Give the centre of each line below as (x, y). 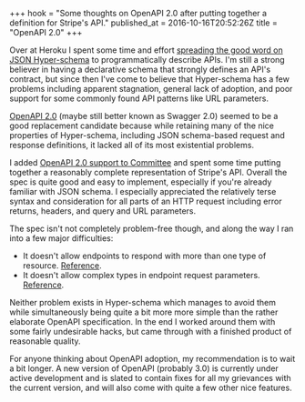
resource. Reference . (62, 266)
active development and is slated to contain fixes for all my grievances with (150, 378)
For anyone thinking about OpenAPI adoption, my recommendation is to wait (152, 359)
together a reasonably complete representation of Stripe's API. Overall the (148, 172)
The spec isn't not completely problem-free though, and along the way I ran (152, 228)
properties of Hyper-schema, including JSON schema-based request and (147, 135)
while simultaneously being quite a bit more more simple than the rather (144, 312)
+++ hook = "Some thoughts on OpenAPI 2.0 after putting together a (138, 13)
